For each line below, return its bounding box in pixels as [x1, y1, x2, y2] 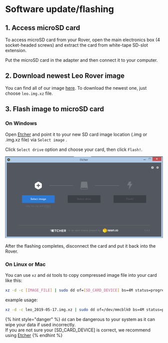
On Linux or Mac [5, 261, 46, 268]
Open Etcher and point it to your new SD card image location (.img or [5, 131, 147, 137]
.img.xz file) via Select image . [5, 136, 67, 142]
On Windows [5, 120, 37, 127]
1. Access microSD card [5, 24, 80, 32]
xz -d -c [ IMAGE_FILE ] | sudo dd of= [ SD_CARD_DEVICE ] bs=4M [5, 288, 133, 293]
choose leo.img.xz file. [5, 90, 53, 96]
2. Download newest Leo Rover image [5, 72, 125, 80]
